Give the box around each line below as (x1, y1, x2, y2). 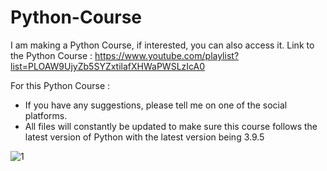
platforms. (24, 109, 68, 121)
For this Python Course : (10, 79, 111, 91)
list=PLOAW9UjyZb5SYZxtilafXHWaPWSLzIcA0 (10, 60, 206, 72)
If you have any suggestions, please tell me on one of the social (24, 99, 288, 111)
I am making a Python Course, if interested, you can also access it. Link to (10, 39, 315, 51)
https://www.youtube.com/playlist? (94, 49, 240, 61)
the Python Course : (10, 49, 93, 61)
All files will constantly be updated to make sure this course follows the (24, 120, 318, 132)
